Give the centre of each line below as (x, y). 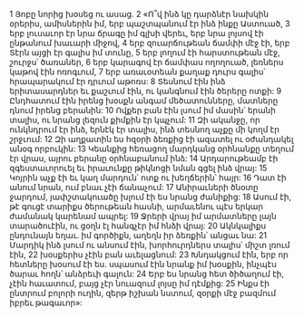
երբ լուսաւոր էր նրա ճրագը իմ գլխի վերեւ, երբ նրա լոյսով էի (137, 33)
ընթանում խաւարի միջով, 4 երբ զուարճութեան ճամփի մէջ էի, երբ (150, 43)
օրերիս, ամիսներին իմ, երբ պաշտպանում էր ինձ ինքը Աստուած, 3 (150, 24)
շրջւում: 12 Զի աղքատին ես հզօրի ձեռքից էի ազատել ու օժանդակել (152, 139)
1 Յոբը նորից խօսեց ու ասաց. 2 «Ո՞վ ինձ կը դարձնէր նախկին (139, 14)
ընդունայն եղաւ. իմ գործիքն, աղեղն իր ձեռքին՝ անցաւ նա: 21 (138, 235)
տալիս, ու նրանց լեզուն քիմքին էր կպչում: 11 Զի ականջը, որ (135, 120)
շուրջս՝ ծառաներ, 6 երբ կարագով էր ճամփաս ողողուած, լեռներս (147, 62)
